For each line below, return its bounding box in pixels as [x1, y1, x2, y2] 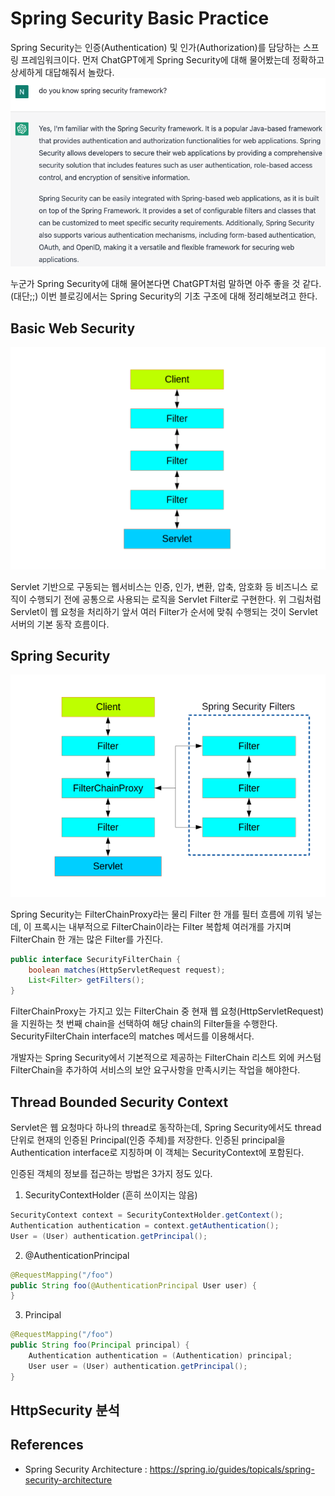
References [10, 1437, 84, 1454]
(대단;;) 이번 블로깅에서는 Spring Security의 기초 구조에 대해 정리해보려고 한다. [10, 290, 318, 302]
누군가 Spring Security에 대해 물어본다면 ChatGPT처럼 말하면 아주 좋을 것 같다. [10, 278, 322, 290]
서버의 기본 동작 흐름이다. [10, 618, 110, 630]
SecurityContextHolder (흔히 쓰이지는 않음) [24, 1189, 198, 1201]
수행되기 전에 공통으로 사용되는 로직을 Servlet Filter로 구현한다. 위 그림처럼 [28, 593, 322, 605]
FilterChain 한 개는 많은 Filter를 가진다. [10, 933, 163, 945]
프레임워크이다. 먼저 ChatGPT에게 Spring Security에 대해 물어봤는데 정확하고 [20, 53, 325, 66]
